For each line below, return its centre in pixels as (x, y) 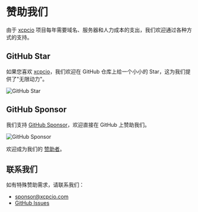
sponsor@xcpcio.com (42, 197)
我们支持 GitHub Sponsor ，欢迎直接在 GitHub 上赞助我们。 (78, 124)
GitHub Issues (32, 203)
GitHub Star (28, 56)
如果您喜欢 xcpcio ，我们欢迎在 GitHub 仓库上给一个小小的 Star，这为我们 (96, 71)
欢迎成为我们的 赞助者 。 (36, 149)
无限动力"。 (33, 79)
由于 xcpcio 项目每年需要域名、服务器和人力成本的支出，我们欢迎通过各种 (97, 30)
